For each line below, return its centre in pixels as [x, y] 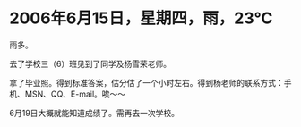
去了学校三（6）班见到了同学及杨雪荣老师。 [90, 63]
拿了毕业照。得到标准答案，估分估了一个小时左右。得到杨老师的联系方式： [146, 82]
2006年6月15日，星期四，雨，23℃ [141, 18]
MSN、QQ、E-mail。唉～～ [75, 94]
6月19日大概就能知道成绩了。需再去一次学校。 [95, 113]
